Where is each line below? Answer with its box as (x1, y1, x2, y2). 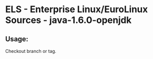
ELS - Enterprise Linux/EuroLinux (5, 4, 148, 15)
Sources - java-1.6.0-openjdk (5, 14, 132, 26)
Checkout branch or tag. (5, 48, 57, 54)
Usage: (5, 35, 29, 43)
